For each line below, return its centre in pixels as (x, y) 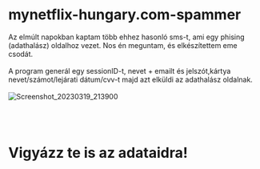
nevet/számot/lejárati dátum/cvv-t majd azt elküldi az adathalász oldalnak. (131, 79)
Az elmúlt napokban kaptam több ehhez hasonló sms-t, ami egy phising (127, 37)
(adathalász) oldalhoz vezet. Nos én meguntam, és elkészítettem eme (123, 45)
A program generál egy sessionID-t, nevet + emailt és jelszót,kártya (120, 70)
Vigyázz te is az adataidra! (98, 153)
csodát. (21, 54)
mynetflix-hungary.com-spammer (125, 15)
